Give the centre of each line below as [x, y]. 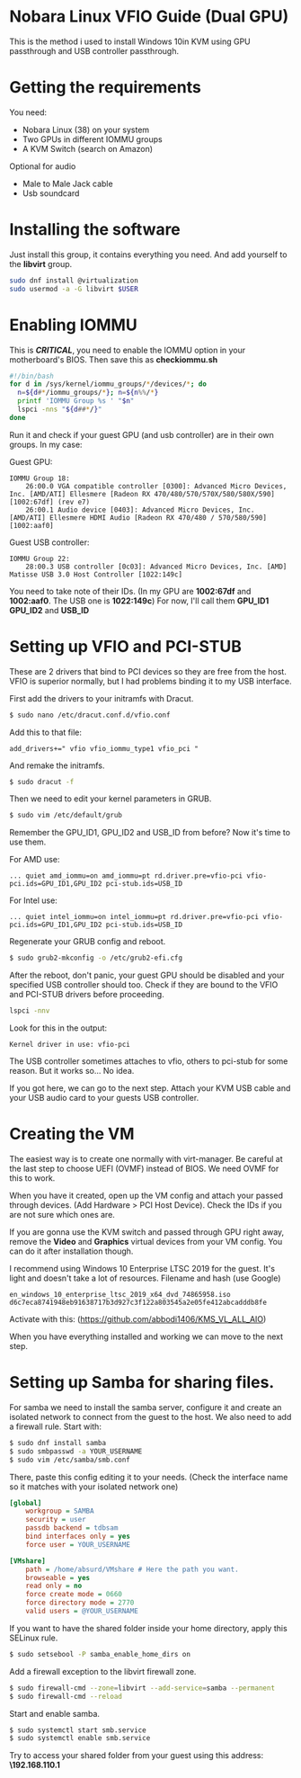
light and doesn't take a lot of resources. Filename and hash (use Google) [145, 1278]
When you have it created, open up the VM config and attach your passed [146, 1195]
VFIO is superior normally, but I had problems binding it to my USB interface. [150, 681]
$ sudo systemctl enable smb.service [80, 1738]
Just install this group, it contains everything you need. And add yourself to [148, 255]
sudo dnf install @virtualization [74, 281]
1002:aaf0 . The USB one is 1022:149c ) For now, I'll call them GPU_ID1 [139, 601]
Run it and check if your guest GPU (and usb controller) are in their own [142, 434]
